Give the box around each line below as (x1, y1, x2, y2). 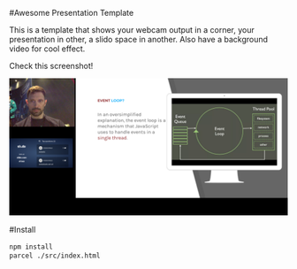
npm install (9, 242, 53, 251)
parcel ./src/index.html (9, 251, 101, 260)
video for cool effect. (9, 43, 86, 54)
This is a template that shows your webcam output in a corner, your (9, 25, 255, 35)
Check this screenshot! (9, 61, 94, 71)
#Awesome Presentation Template (9, 8, 134, 18)
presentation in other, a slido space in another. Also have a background (9, 35, 268, 44)
